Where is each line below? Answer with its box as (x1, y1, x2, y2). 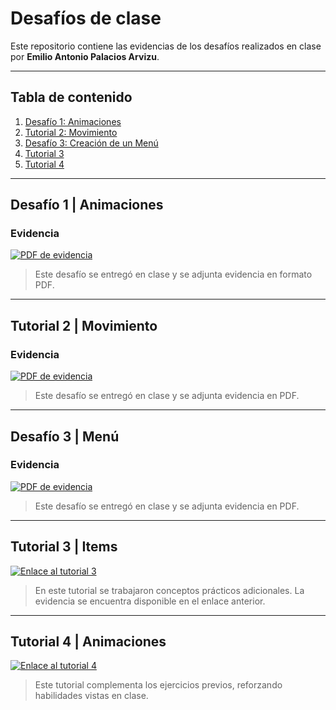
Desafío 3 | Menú (10, 428, 120, 445)
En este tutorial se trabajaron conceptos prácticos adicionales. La (34, 584, 305, 596)
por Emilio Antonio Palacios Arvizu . (10, 50, 160, 62)
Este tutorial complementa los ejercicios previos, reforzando (34, 679, 283, 691)
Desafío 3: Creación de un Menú (24, 137, 159, 149)
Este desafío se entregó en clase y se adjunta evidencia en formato (34, 268, 313, 281)
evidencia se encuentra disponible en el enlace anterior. (34, 595, 266, 607)
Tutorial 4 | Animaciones (10, 633, 167, 651)
